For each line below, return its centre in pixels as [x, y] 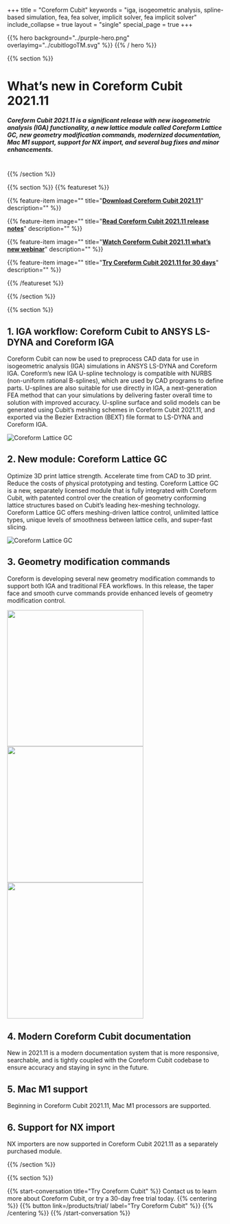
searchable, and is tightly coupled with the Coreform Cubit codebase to [108, 1060]
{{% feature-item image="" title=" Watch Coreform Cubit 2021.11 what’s [109, 242]
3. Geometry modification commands [89, 562]
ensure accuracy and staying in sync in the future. [78, 1067]
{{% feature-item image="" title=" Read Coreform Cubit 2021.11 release [108, 221]
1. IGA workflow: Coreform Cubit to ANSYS [100, 332]
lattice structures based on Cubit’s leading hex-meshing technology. [104, 505]
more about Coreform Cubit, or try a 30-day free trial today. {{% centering [112, 1199]
